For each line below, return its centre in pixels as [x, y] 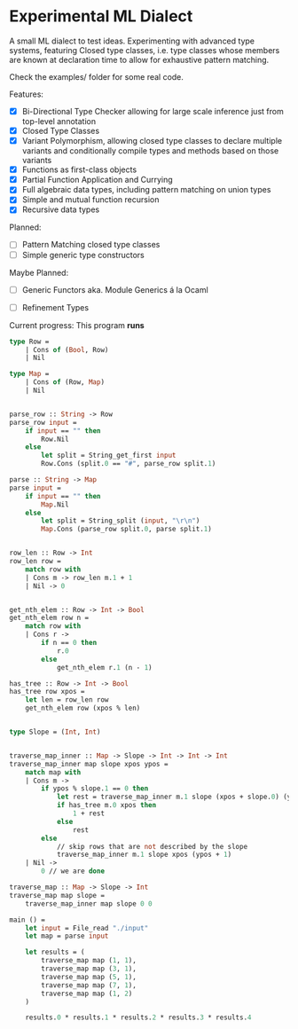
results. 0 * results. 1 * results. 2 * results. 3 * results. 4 [138, 1017]
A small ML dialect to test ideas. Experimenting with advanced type [132, 41]
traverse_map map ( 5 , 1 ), [89, 977]
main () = [27, 920]
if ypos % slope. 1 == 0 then [95, 789]
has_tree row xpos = [47, 692]
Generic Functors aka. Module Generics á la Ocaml [115, 289]
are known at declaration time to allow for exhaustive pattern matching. [139, 59]
